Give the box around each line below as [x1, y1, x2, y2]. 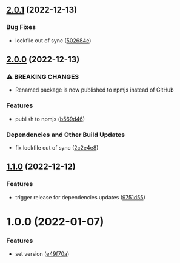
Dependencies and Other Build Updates [6, 130, 125, 139]
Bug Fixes [6, 23, 36, 32]
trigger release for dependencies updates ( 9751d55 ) [15, 193, 145, 201]
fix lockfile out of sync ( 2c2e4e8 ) [15, 144, 99, 151]
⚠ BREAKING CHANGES [6, 73, 79, 81]
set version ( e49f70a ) [15, 250, 70, 258]
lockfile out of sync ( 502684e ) [15, 36, 92, 44]
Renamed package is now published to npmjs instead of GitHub [15, 86, 174, 93]
